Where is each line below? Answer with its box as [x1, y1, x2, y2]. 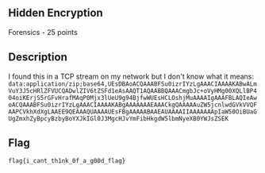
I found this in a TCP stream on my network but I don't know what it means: [8, 71, 255, 81]
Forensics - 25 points [8, 27, 78, 37]
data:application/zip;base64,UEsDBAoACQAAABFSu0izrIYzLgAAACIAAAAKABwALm [8, 79, 258, 88]
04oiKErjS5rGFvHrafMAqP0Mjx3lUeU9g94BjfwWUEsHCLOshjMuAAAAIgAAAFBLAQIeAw [8, 94, 258, 102]
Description [8, 51, 67, 64]
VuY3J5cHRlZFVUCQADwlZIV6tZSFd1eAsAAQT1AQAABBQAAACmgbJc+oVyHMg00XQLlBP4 [8, 86, 258, 94]
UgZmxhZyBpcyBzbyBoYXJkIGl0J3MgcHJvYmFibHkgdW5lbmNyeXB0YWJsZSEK [8, 114, 229, 122]
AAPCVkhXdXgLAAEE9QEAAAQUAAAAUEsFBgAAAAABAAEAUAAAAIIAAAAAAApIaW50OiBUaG [8, 107, 258, 116]
